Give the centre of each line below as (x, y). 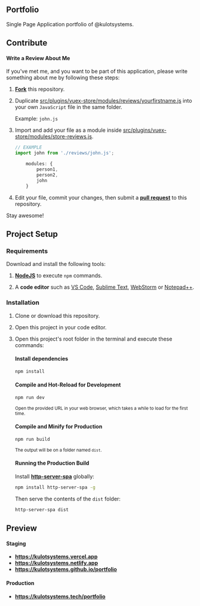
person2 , (47, 175)
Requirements (27, 251)
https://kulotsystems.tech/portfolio (60, 596)
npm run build (32, 439)
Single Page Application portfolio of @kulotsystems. (70, 24)
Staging (16, 543)
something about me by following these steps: (63, 78)
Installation (23, 302)
